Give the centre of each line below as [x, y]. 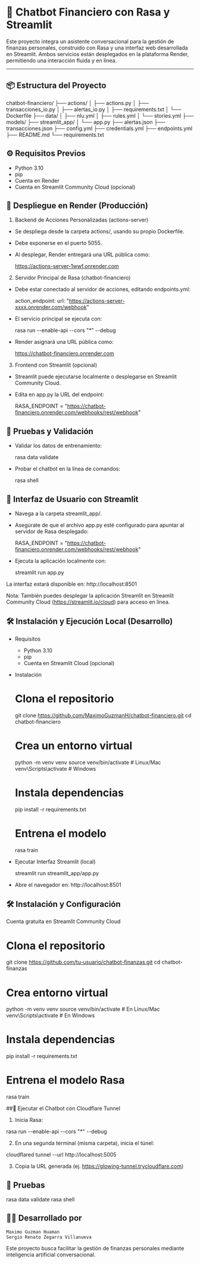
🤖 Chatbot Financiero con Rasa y [88, 12]
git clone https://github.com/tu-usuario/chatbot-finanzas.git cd [83, 962]
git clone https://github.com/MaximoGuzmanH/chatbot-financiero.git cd [103, 715]
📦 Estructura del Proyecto [56, 86]
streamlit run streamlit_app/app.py [57, 873]
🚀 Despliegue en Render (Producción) [77, 205]
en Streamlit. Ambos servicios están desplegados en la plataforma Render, [98, 54]
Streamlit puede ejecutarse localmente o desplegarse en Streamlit [96, 377]
